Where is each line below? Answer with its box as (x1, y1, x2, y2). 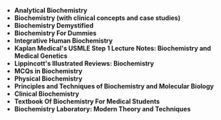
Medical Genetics (14, 51, 68, 60)
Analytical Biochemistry (14, 6, 88, 14)
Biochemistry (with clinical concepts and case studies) (14, 14, 180, 22)
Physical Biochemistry (14, 74, 83, 83)
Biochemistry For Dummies (14, 29, 97, 37)
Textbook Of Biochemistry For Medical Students (14, 97, 160, 106)
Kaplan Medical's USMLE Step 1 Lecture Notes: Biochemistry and (14, 44, 212, 52)
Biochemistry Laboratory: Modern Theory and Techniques (14, 105, 191, 113)
